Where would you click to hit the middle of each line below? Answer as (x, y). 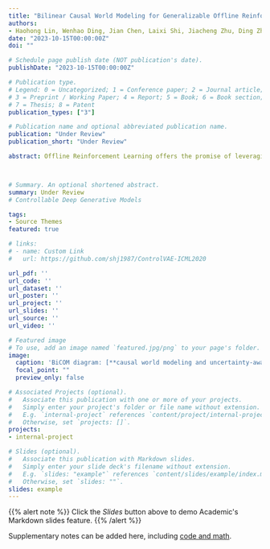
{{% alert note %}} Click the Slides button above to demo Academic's (123, 512)
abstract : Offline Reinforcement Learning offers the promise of (120, 156)
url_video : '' (32, 326)
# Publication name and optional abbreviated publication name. (118, 127)
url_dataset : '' (35, 288)
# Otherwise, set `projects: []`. (70, 422)
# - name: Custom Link (46, 251)
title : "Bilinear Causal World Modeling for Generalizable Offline (124, 16)
